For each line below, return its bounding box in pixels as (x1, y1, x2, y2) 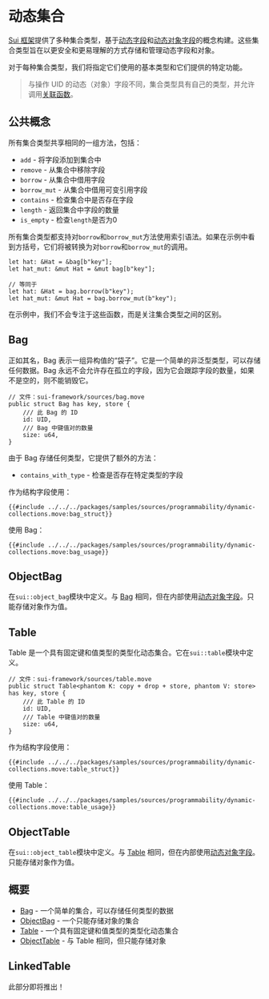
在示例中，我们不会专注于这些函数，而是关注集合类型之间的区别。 (8, 309, 226, 319)
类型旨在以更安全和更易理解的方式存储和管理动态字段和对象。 (14, 45, 219, 54)
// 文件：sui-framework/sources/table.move (8, 676, 152, 684)
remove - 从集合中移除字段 (19, 165, 106, 175)
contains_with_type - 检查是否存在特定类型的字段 (19, 470, 183, 479)
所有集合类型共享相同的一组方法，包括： (8, 138, 142, 147)
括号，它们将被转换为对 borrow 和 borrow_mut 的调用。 (22, 242, 192, 251)
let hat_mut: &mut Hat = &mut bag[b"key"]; (8, 265, 156, 273)
